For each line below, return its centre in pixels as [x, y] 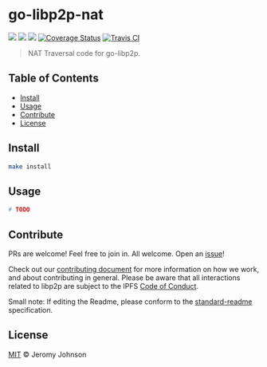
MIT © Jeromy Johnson [47, 354]
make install [30, 166]
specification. [31, 310]
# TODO [19, 210]
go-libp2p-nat [56, 15]
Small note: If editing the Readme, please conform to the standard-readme [130, 302]
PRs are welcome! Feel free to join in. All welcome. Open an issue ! [116, 254]
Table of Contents [54, 79]
